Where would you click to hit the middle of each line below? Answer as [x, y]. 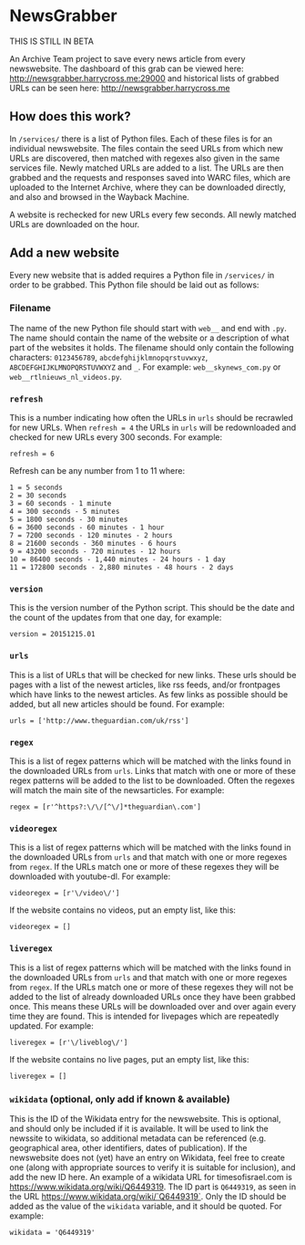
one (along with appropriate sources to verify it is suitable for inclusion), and [152, 1167]
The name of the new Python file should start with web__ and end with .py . [148, 328]
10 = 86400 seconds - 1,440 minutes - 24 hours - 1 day [117, 560]
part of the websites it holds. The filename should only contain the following [152, 347]
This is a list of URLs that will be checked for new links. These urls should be [153, 675]
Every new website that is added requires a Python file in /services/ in [142, 275]
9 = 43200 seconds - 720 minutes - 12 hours [95, 552]
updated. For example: [51, 1025]
